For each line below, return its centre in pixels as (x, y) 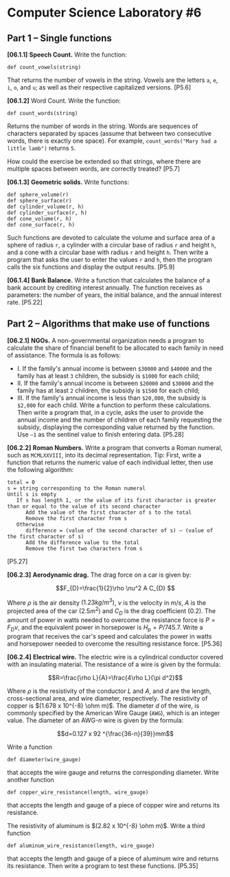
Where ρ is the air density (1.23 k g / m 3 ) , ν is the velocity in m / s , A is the (107, 602)
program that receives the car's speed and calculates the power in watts (110, 636)
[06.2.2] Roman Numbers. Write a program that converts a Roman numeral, (115, 447)
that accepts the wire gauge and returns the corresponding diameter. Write (113, 772)
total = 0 (21, 482)
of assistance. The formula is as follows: (64, 355)
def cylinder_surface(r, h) (47, 213)
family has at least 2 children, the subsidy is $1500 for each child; (108, 390)
